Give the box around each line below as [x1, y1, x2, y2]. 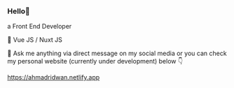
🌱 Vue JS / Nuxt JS [7, 36, 63, 44]
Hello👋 [7, 6, 30, 16]
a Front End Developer [7, 22, 72, 31]
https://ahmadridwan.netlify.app [7, 73, 100, 82]
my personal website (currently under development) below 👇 [7, 57, 184, 66]
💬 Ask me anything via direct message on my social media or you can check [7, 49, 227, 58]
